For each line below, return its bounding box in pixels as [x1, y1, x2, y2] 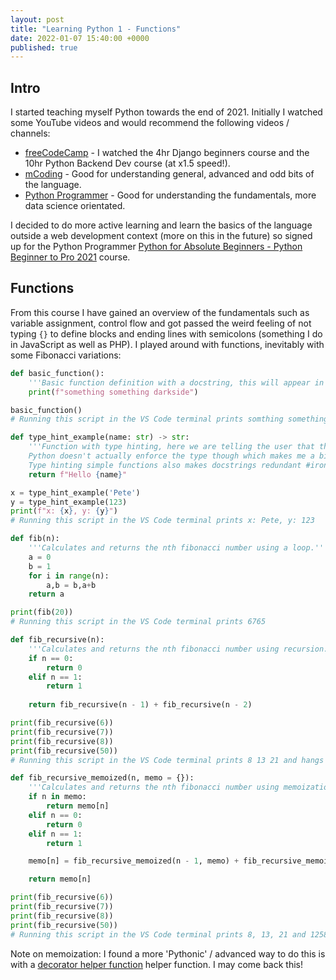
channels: [10, 127, 51, 140]
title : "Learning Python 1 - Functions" [10, 24, 182, 34]
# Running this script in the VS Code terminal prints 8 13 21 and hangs [10, 755, 325, 765]
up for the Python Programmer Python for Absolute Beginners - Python [10, 241, 303, 253]
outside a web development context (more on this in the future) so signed [10, 230, 313, 242]
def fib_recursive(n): [10, 635, 105, 645]
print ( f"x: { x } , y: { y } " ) [10, 506, 118, 516]
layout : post [10, 14, 65, 25]
